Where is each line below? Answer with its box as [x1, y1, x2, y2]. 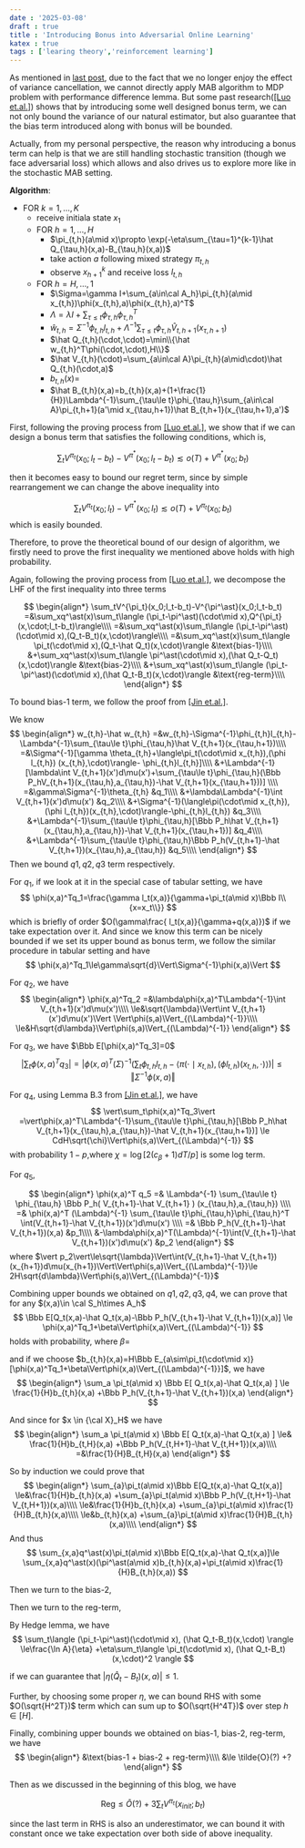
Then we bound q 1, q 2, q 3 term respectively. [9, 858, 176, 869]
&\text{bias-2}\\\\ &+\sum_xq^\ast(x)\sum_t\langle [78, 659, 264, 670]
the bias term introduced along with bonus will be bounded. [9, 120, 233, 132]
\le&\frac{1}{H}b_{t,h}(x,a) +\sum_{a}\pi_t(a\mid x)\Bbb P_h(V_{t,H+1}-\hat [15, 1490, 291, 1501]
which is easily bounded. [9, 518, 103, 529]
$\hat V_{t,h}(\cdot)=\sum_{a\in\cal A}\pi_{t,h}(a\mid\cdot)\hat [49, 354, 282, 364]
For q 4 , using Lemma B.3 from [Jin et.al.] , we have [9, 1090, 198, 1103]
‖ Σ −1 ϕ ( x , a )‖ [130, 1070, 176, 1083]
